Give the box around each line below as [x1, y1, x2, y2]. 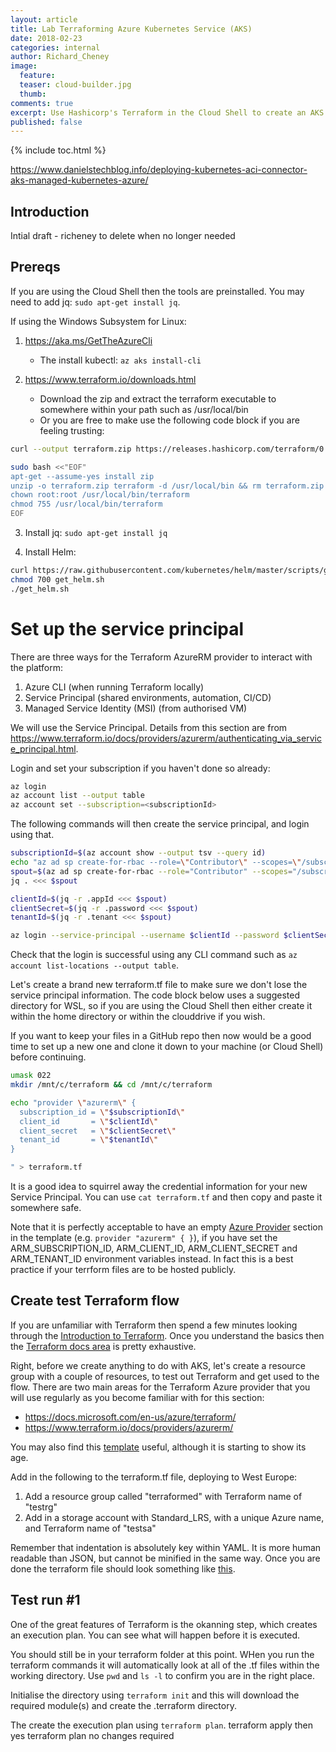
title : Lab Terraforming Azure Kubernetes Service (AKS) [10, 24, 253, 34]
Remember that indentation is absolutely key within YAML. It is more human [10, 1541, 322, 1553]
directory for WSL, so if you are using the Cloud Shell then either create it [10, 1000, 313, 1012]
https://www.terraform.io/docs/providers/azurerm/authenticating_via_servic [10, 732, 322, 744]
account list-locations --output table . [10, 959, 179, 971]
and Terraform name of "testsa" [24, 1522, 157, 1534]
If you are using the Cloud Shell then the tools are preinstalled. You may [10, 285, 305, 297]
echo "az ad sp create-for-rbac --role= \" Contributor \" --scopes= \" [10, 857, 302, 868]
